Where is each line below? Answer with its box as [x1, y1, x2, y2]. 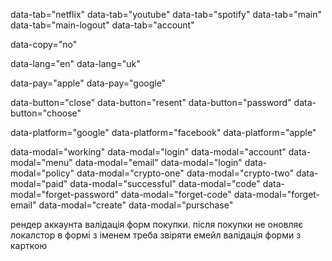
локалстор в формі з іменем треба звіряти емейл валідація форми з [10, 229, 302, 241]
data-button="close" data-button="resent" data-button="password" [10, 97, 292, 108]
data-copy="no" [10, 39, 78, 50]
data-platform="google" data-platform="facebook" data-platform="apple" [10, 127, 317, 138]
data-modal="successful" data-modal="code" [69, 178, 261, 189]
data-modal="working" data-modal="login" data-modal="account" [10, 146, 287, 158]
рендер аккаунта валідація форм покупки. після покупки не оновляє [10, 219, 304, 230]
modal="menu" [10, 157, 73, 168]
